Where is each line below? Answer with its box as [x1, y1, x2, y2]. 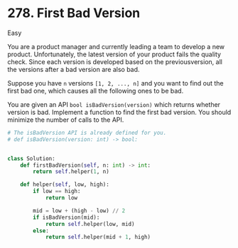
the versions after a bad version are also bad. [7, 65, 140, 73]
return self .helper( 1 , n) [33, 168, 110, 175]
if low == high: [33, 187, 81, 195]
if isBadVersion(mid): [33, 214, 100, 221]
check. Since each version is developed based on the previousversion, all [7, 57, 222, 66]
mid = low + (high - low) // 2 [33, 207, 126, 215]
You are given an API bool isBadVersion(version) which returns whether [7, 100, 221, 108]
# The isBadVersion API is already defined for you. [7, 129, 167, 136]
